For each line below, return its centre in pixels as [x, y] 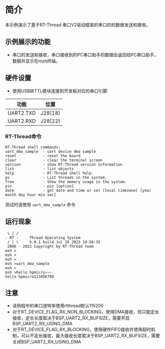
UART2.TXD [22, 113]
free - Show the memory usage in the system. [66, 182]
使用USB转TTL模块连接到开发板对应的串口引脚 [60, 91]
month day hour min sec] [31, 195]
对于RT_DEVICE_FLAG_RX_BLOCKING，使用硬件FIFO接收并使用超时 [82, 330]
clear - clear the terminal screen [54, 160]
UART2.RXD [22, 121]
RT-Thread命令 [23, 136]
